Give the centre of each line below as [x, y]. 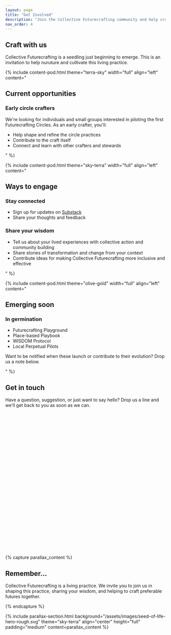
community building [33, 247]
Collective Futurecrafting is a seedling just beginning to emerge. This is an [83, 57]
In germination [24, 319]
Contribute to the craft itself [42, 140]
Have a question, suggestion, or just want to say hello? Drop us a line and [82, 400]
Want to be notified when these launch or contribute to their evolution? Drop [85, 356]
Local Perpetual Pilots [35, 346]
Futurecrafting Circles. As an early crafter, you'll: [56, 125]
